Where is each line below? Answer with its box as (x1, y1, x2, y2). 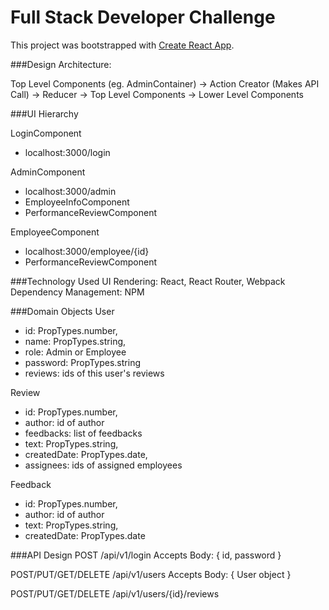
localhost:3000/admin (24, 185, 117, 197)
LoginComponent (10, 127, 82, 139)
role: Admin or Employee (24, 346, 127, 358)
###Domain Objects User (10, 305, 115, 317)
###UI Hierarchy (10, 107, 79, 120)
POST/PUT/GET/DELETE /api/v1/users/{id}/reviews (10, 587, 220, 600)
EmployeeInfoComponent (24, 196, 130, 208)
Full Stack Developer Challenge (10, 6, 276, 29)
